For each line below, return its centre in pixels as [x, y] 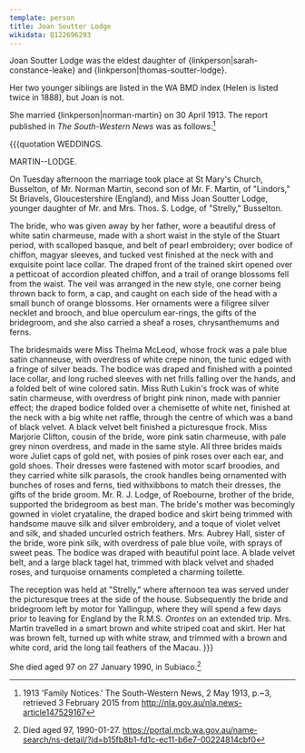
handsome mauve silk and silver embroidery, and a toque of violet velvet [145, 524]
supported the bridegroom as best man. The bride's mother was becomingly [152, 505]
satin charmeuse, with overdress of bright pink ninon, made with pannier [145, 398]
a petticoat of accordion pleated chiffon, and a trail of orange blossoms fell [149, 275]
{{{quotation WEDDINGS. [56, 144]
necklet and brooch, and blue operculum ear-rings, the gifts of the [133, 313]
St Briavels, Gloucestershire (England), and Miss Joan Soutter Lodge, [139, 199]
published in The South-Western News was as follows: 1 [113, 125]
